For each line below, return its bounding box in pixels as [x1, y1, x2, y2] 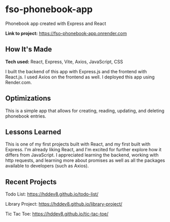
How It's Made [5, 45, 52, 54]
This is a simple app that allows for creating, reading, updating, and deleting [5, 107, 164, 114]
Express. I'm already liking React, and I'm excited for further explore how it [5, 147, 162, 153]
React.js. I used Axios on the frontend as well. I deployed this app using [5, 74, 155, 80]
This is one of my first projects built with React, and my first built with [5, 141, 151, 147]
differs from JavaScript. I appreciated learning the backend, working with [5, 152, 159, 158]
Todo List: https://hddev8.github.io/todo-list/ [5, 191, 99, 197]
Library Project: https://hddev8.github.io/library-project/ [5, 201, 123, 207]
